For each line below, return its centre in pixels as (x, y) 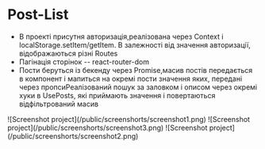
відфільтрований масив (59, 104)
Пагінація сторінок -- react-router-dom (84, 62)
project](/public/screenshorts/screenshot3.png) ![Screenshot (108, 128)
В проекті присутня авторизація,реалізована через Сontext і (121, 36)
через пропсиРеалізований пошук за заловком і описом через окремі (138, 87)
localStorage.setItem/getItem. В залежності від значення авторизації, (134, 44)
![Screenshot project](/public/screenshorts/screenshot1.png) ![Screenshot (129, 119)
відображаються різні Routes (68, 53)
